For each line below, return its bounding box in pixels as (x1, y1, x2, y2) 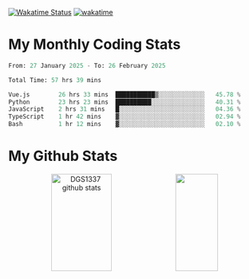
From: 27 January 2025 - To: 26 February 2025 (8, 61, 166, 69)
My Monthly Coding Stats (8, 36, 181, 53)
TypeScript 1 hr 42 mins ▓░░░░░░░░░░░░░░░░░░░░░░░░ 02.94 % (8, 112, 241, 121)
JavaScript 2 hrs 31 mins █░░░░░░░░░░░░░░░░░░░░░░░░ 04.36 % (8, 105, 241, 113)
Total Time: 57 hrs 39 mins (8, 76, 102, 84)
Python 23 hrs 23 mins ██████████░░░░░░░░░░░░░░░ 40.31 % (8, 98, 241, 106)
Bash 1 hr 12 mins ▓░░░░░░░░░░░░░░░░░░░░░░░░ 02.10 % (8, 120, 241, 128)
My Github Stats (8, 147, 118, 165)
